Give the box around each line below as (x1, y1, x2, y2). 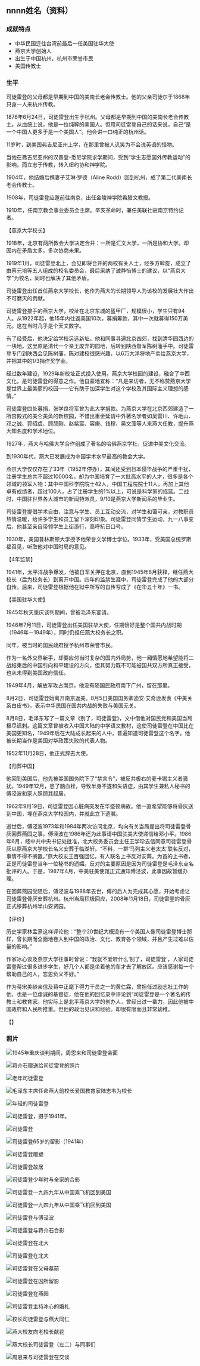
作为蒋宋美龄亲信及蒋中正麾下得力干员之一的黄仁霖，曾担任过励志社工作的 (6, 983, 189, 990)
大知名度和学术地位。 (6, 427, 58, 434)
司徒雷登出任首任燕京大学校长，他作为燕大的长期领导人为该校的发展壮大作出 (6, 287, 194, 294)
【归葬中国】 (6, 762, 37, 769)
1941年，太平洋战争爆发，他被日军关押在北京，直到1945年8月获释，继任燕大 (6, 568, 194, 575)
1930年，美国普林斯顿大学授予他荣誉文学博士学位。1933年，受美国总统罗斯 (6, 535, 192, 542)
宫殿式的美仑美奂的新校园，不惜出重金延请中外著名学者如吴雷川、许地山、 (11, 412, 194, 420)
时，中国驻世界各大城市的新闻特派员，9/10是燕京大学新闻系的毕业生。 (6, 495, 179, 502)
